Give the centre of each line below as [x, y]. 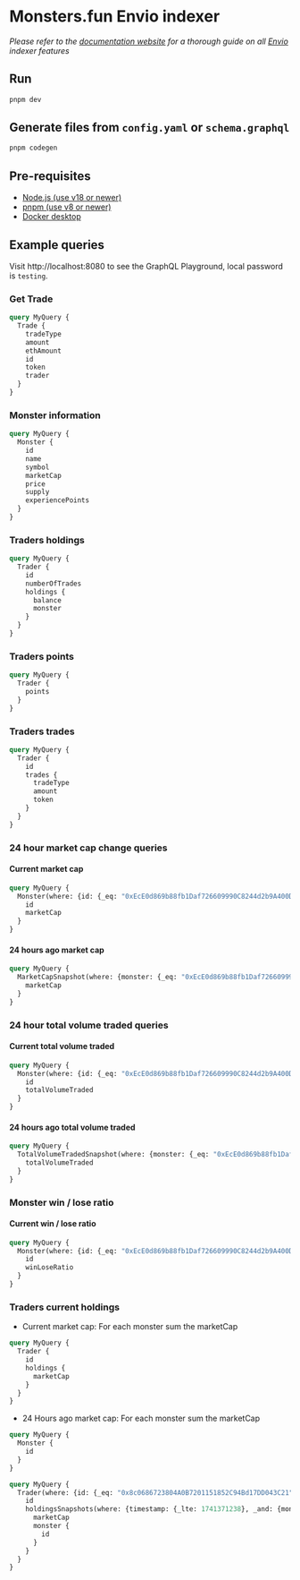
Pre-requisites [50, 176]
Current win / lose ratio [53, 1224]
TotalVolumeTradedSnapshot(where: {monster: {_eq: [113, 1155]
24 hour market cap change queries [88, 848]
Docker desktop [52, 217]
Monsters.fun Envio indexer [115, 17]
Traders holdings [47, 540]
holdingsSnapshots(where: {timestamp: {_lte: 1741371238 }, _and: [150, 1509]
